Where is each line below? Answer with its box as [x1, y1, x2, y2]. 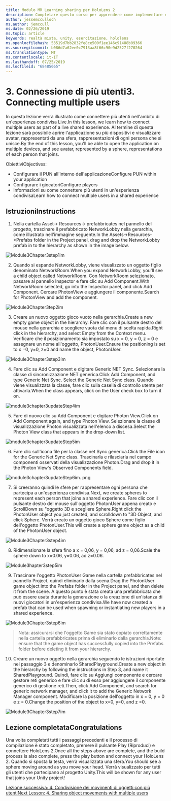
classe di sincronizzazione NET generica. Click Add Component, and [13, 371, 156, 377]
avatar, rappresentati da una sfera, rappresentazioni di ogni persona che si [6, 135, 162, 141]
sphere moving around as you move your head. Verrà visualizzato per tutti [6, 763, 160, 770]
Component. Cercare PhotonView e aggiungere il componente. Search [13, 289, 159, 295]
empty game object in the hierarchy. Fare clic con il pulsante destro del [13, 319, 162, 325]
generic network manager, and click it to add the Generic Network [13, 688, 152, 694]
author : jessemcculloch [6, 17, 56, 22]
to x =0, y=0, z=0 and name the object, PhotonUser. [13, 346, 122, 352]
